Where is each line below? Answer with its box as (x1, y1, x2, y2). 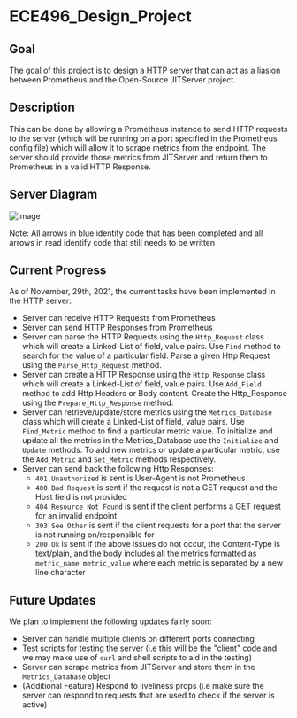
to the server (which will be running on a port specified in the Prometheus (9, 133, 278, 144)
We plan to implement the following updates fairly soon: (9, 616, 212, 627)
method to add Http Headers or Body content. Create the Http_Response (21, 388, 287, 399)
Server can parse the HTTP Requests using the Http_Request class (21, 332, 265, 342)
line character (34, 567, 86, 578)
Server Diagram (9, 187, 98, 202)
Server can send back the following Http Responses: (21, 464, 214, 474)
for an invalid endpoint (34, 511, 118, 521)
